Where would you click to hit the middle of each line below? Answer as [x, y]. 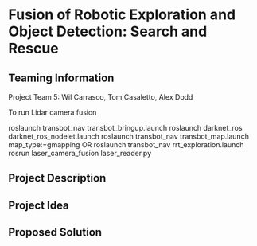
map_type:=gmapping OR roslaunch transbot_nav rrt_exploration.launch [126, 144]
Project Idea [39, 205]
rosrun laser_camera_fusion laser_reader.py [80, 153]
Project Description [57, 178]
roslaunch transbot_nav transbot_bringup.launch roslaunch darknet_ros [125, 128]
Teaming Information [61, 78]
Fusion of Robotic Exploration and [122, 15]
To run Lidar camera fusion [53, 112]
